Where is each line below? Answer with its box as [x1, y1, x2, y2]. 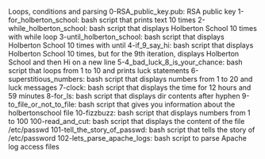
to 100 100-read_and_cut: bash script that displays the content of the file [8, 117, 245, 126]
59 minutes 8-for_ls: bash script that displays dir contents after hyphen [8, 91, 240, 100]
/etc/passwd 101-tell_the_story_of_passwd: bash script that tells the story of [8, 125, 255, 134]
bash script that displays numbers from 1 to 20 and [86, 75, 253, 83]
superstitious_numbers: [8, 75, 86, 83]
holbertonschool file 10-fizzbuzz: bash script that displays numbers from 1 [8, 108, 252, 118]
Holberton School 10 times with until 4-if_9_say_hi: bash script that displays [8, 41, 254, 50]
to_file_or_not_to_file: [8, 99, 77, 109]
